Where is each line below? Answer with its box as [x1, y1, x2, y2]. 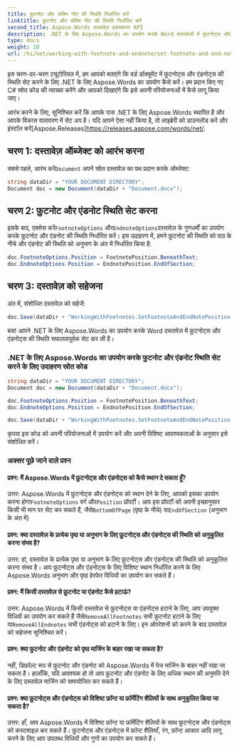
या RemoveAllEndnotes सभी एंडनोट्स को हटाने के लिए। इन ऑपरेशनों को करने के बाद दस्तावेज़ [7, 620, 227, 628]
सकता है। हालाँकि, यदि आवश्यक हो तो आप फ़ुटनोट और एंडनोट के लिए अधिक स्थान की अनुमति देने [7, 669, 230, 678]
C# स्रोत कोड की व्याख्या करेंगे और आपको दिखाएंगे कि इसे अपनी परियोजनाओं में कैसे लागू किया [7, 86, 219, 94]
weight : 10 [7, 43, 40, 51]
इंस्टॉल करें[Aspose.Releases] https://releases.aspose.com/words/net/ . [7, 124, 206, 133]
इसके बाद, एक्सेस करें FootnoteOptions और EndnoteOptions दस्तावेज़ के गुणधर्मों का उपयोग [7, 224, 224, 232]
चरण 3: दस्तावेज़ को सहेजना [7, 280, 103, 292]
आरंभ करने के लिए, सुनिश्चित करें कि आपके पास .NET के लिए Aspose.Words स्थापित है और [7, 108, 225, 116]
